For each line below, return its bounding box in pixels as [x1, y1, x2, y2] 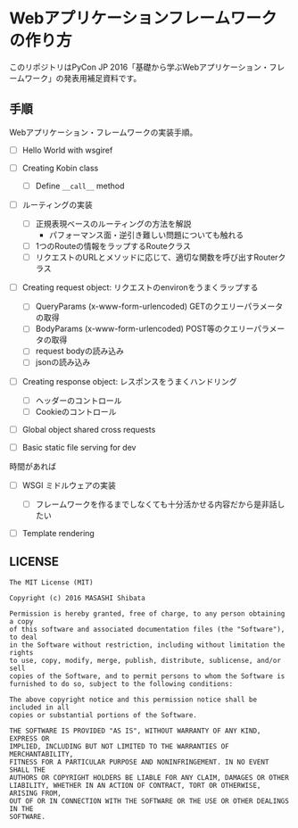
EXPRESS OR [9, 733, 50, 743]
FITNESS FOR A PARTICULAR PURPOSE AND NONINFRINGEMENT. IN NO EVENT [9, 758, 269, 766]
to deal [9, 633, 38, 642]
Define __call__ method [35, 180, 125, 191]
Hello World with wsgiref [21, 145, 113, 155]
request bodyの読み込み [35, 345, 125, 357]
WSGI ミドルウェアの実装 [21, 479, 116, 491]
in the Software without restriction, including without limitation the [9, 640, 286, 650]
